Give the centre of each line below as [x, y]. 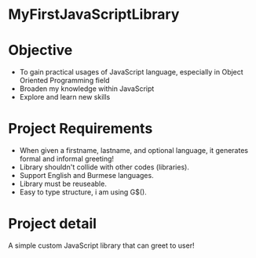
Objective [40, 51]
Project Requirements [80, 129]
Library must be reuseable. [63, 184]
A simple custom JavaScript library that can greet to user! [101, 245]
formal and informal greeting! [67, 159]
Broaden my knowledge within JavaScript [87, 89]
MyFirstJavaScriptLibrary [94, 15]
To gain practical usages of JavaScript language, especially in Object [131, 72]
